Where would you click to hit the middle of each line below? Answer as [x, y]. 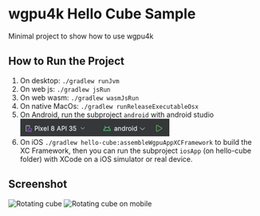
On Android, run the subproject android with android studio [116, 114]
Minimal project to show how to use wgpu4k [81, 36]
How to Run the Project [67, 61]
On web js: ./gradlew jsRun [65, 89]
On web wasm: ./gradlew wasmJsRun [79, 98]
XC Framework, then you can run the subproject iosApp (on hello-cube [136, 150]
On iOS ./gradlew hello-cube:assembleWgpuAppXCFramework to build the [136, 142]
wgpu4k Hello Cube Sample [102, 14]
